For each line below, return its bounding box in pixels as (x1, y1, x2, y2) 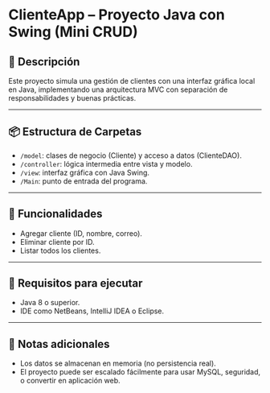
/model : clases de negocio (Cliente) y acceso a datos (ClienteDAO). (19, 151, 243, 160)
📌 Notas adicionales (8, 337, 110, 351)
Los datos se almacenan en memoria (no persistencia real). (19, 358, 217, 368)
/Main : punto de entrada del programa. (19, 176, 148, 186)
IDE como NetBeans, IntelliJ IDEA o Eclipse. (19, 306, 165, 316)
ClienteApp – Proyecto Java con (8, 6, 225, 24)
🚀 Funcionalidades (8, 207, 103, 221)
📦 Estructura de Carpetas (8, 125, 142, 139)
